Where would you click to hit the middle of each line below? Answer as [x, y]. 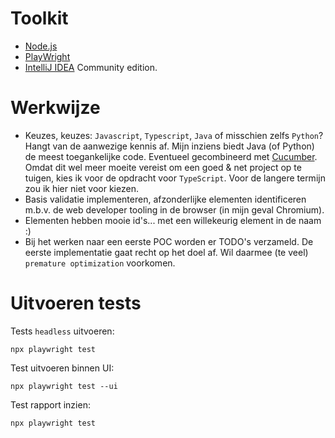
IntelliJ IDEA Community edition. [91, 67]
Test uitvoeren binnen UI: [62, 368]
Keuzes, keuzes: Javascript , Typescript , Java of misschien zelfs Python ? [174, 135]
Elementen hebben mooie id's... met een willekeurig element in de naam [173, 220]
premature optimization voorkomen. [100, 263]
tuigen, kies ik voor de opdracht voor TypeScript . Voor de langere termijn [175, 178]
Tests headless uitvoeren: [62, 331]
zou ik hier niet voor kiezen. [81, 188]
